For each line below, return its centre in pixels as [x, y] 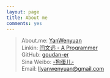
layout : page [23, 12]
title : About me [27, 18]
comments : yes [24, 23]
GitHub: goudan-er [45, 55]
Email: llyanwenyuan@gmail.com [63, 69]
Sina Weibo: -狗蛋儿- [48, 62]
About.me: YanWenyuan [52, 41]
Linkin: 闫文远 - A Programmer [59, 48]
